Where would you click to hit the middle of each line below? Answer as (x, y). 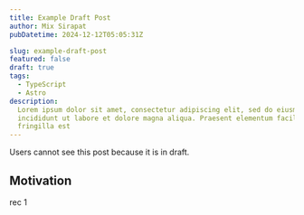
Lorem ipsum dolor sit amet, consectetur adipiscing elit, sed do (145, 109)
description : (34, 101)
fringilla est (44, 126)
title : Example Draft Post (60, 18)
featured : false (40, 60)
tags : (19, 76)
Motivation (41, 180)
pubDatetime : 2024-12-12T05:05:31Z (76, 34)
